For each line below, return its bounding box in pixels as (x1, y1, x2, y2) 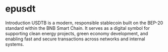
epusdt (5, 3, 36, 15)
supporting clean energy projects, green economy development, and (5, 30, 148, 36)
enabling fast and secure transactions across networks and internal (5, 36, 145, 42)
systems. (5, 41, 24, 47)
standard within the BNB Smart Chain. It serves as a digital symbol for (5, 25, 150, 31)
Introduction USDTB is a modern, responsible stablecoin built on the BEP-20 (5, 20, 163, 26)
